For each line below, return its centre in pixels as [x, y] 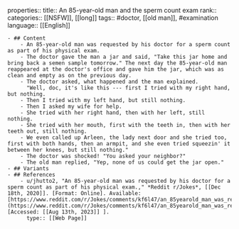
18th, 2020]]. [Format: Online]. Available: [74, 194]
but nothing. [27, 94]
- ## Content [27, 38]
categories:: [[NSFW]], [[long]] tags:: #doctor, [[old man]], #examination [113, 18]
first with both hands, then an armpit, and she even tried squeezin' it [119, 144]
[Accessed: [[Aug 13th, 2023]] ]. [59, 212]
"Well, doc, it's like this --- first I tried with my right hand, [128, 88]
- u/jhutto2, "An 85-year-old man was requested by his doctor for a [126, 181]
